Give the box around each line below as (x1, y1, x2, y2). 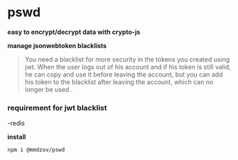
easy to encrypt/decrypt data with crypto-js (7, 28, 141, 36)
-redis (7, 119, 25, 127)
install (7, 132, 26, 142)
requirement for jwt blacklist (7, 103, 107, 113)
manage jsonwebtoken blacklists (7, 41, 107, 50)
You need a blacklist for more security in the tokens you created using (24, 55, 230, 64)
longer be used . (24, 85, 73, 93)
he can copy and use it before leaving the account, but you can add (24, 70, 223, 79)
